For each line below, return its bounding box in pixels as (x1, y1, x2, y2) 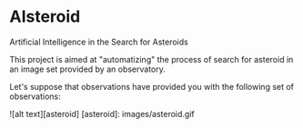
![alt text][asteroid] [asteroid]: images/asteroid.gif (9, 108, 195, 119)
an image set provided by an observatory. (9, 64, 167, 74)
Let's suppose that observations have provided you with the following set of (9, 81, 294, 92)
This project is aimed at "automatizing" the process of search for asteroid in (9, 54, 294, 64)
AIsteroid (9, 6, 81, 27)
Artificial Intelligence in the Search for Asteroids (9, 36, 188, 47)
